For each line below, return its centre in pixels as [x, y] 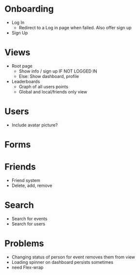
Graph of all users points [44, 87]
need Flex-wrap [27, 267]
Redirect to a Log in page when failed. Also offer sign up [75, 27]
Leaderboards [26, 81]
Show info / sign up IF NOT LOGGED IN [58, 71]
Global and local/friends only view [53, 92]
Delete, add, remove [32, 185]
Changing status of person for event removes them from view [73, 257]
